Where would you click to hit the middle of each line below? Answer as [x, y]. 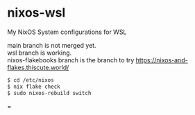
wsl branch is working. [40, 53]
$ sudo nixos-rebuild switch [49, 93]
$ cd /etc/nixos [31, 80]
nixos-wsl [36, 13]
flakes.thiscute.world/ [38, 67]
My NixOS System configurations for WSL [67, 32]
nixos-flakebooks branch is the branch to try [71, 60]
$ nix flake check [34, 87]
